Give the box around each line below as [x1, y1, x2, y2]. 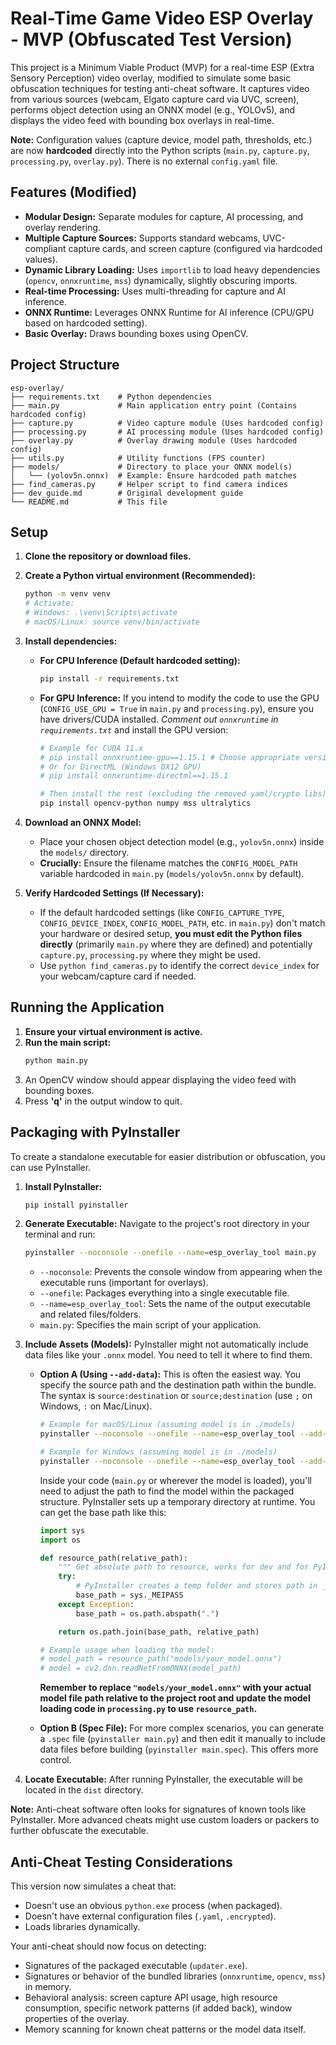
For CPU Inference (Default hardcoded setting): [39, 654, 241, 666]
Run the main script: [24, 1036, 112, 1048]
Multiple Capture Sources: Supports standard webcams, [24, 232, 261, 244]
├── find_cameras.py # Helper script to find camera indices [10, 479, 288, 489]
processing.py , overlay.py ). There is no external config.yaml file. [10, 155, 278, 167]
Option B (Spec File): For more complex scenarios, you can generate [39, 1722, 325, 1734]
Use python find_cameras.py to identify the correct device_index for [39, 960, 320, 971]
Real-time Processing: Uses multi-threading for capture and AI [24, 285, 287, 297]
